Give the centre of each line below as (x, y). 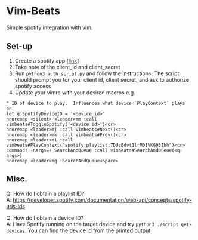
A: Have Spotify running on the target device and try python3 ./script (92, 224)
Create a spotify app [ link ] (47, 60)
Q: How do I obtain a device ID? (45, 218)
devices (16, 231)
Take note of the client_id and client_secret (67, 67)
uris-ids (16, 206)
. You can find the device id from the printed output (88, 230)
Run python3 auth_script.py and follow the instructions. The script (97, 73)
